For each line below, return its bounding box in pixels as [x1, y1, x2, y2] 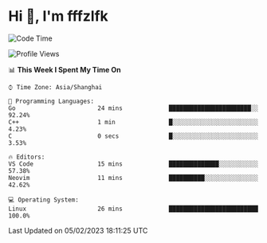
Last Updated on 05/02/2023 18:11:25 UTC [8, 225, 148, 235]
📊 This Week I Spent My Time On [8, 65, 121, 74]
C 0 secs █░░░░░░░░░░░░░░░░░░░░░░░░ [8, 131, 259, 140]
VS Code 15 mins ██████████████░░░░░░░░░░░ [8, 159, 259, 168]
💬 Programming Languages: [8, 97, 94, 105]
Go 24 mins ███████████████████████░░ [8, 104, 259, 112]
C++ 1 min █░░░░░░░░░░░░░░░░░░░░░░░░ [8, 118, 259, 126]
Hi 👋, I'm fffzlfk [8, 7, 109, 25]
